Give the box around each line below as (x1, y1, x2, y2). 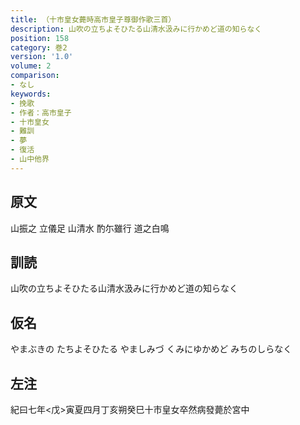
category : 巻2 (10, 42, 68, 53)
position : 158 (10, 33, 70, 43)
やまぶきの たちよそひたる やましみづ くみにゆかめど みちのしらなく (10, 343, 293, 355)
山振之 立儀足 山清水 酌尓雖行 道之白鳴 (10, 222, 170, 234)
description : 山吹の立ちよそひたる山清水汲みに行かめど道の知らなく (10, 24, 263, 34)
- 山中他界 (10, 154, 50, 164)
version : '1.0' (10, 52, 74, 62)
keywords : (10, 89, 52, 99)
